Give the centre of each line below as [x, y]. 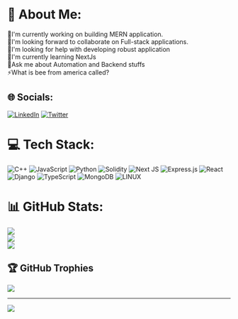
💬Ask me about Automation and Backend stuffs [76, 64]
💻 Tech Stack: [51, 144]
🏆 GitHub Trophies [51, 268]
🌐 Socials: [30, 98]
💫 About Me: [45, 15]
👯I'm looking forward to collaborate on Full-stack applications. [98, 41]
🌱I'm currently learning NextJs [52, 57]
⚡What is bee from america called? [58, 72]
